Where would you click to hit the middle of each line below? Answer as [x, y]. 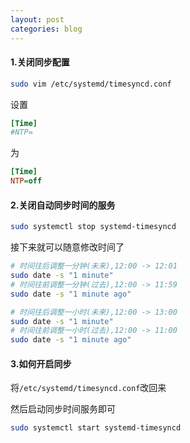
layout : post [37, 19]
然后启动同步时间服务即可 [63, 409]
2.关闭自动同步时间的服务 [63, 205]
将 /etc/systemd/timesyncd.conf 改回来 [88, 388]
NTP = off [26, 181]
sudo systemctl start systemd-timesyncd [96, 428]
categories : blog [46, 29]
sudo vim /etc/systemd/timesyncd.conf [91, 84]
